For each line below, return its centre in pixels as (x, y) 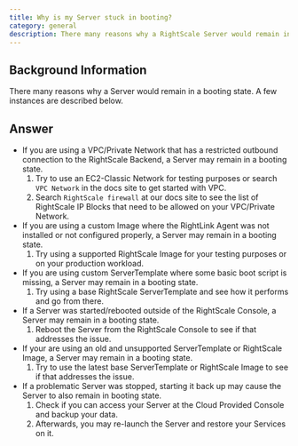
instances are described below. (67, 101)
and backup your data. (76, 414)
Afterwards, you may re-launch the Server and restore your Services (161, 424)
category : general (43, 26)
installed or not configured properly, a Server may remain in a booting (149, 235)
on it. (45, 433)
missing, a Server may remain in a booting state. (110, 282)
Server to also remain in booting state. (92, 395)
